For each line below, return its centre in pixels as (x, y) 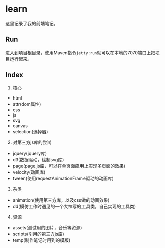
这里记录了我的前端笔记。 (32, 23)
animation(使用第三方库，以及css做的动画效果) (61, 200)
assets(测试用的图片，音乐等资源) (47, 227)
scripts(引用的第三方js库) (38, 234)
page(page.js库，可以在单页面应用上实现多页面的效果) (69, 166)
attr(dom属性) (27, 104)
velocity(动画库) (29, 172)
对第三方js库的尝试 (32, 142)
